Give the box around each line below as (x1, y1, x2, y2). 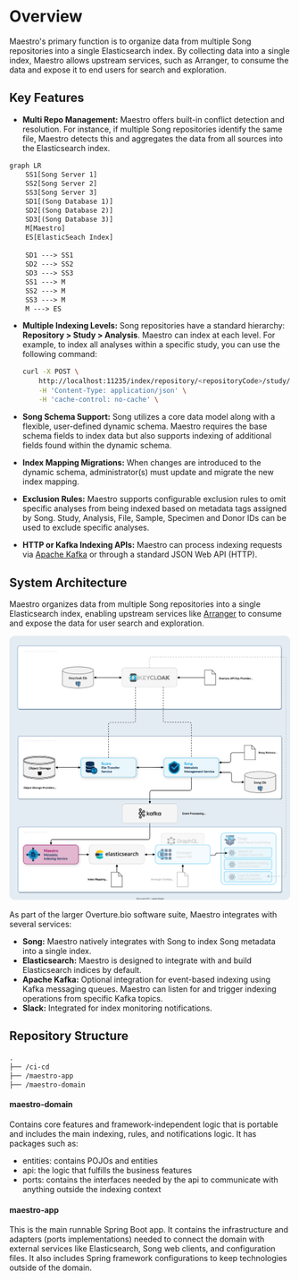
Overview (9, 6, 83, 27)
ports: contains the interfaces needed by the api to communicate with (21, 1174, 278, 1185)
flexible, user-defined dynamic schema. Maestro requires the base (21, 421, 268, 431)
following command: (21, 348, 98, 359)
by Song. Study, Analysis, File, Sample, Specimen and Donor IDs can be (21, 513, 287, 524)
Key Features (9, 90, 85, 106)
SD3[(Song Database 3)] (25, 215, 114, 224)
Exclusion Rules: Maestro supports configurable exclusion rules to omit (21, 494, 287, 505)
